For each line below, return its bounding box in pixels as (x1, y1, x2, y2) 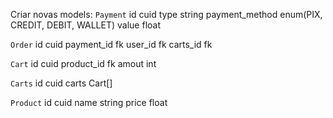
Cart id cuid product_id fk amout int (10, 58, 157, 69)
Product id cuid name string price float (10, 97, 168, 108)
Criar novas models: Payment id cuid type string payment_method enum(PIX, (10, 9, 323, 20)
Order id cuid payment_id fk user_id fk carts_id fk (10, 39, 213, 50)
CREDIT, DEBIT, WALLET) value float (10, 19, 161, 31)
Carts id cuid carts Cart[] (10, 77, 113, 89)
